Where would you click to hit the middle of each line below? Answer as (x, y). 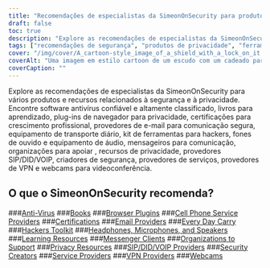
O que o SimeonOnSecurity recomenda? (111, 194)
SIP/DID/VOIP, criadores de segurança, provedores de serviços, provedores (134, 159)
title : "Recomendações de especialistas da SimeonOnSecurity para (122, 16)
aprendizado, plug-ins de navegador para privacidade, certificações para (130, 117)
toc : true (25, 31)
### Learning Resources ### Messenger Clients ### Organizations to (122, 238)
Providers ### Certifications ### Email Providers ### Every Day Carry (122, 221)
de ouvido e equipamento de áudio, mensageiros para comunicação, (122, 142)
